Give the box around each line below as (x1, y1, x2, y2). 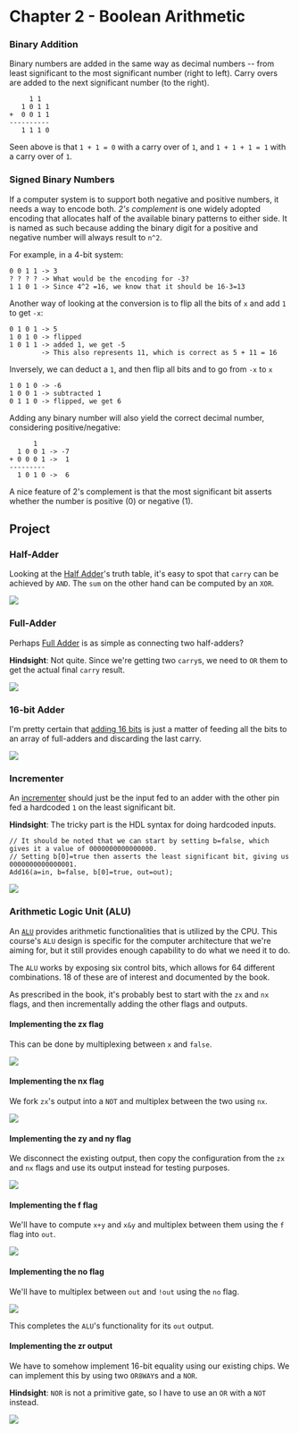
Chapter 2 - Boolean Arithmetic (9, 6, 245, 27)
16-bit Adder (9, 704, 65, 716)
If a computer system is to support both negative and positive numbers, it (9, 194, 279, 205)
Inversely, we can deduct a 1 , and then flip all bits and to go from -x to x (9, 364, 273, 375)
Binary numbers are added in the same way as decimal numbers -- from (9, 58, 275, 69)
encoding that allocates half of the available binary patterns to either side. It (9, 213, 287, 223)
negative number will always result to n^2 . (9, 232, 162, 242)
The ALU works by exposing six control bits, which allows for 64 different (9, 962, 275, 973)
